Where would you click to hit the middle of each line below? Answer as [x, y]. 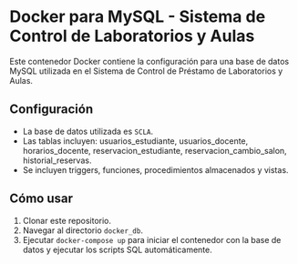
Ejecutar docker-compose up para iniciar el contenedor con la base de [152, 239]
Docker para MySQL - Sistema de [138, 17]
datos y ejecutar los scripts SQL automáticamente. [117, 249]
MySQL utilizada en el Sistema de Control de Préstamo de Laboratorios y [146, 71]
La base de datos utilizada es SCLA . [88, 131]
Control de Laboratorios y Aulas [132, 36]
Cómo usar [41, 199]
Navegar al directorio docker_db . [83, 230]
